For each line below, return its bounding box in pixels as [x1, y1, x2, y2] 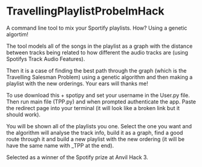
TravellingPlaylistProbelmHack [6, 4, 165, 18]
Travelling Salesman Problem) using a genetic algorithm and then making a [6, 73, 193, 80]
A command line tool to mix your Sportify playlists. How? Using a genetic [6, 24, 187, 31]
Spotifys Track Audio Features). [6, 55, 85, 62]
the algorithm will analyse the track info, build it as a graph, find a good [6, 129, 183, 136]
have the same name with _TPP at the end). [6, 142, 114, 149]
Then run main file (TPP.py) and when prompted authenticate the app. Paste [6, 98, 197, 105]
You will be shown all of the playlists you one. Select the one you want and [6, 122, 192, 129]
